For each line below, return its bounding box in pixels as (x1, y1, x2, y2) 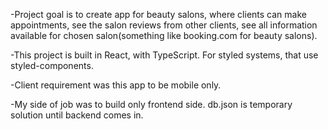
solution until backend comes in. (10, 109, 144, 121)
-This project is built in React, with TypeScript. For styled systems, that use (10, 49, 319, 61)
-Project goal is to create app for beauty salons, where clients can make (10, 9, 307, 20)
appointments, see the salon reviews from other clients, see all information (10, 19, 318, 31)
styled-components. (10, 60, 94, 71)
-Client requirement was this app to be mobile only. (10, 79, 222, 91)
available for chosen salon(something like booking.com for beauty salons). (10, 30, 318, 41)
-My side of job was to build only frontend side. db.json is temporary (10, 99, 293, 110)
